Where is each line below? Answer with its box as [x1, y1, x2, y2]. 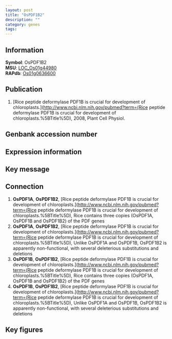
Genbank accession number [5, 130, 98, 139]
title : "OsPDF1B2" [5, 12, 45, 17]
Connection [5, 182, 44, 191]
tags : [5, 27, 17, 32]
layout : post [5, 7, 33, 13]
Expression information [5, 147, 82, 156]
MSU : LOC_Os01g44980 [5, 65, 57, 71]
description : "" [5, 17, 40, 22]
